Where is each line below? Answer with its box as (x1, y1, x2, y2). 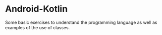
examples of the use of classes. (5, 24, 70, 30)
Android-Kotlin (5, 3, 68, 15)
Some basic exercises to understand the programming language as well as (5, 19, 158, 25)
